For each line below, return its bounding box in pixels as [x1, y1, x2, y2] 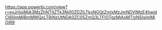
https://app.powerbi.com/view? [5, 4, 68, 10]
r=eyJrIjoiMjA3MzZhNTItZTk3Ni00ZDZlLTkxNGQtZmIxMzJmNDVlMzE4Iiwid [5, 9, 157, 15]
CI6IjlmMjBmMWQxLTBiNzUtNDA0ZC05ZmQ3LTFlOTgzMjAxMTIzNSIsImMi [5, 15, 156, 20]
